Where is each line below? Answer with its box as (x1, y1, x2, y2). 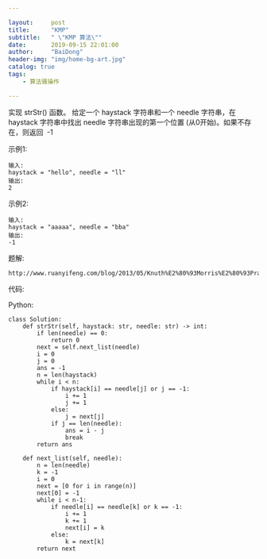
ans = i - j (64, 426, 105, 434)
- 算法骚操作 (22, 77, 60, 86)
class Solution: (8, 315, 62, 323)
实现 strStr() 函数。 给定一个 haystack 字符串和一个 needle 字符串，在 (8, 107, 236, 117)
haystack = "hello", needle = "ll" (8, 168, 126, 176)
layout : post (8, 18, 66, 26)
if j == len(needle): (50, 419, 123, 427)
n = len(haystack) (37, 371, 98, 379)
